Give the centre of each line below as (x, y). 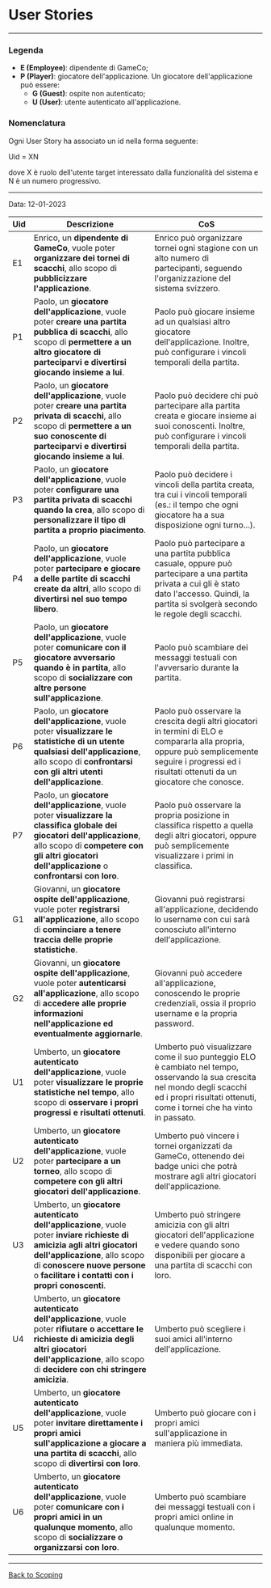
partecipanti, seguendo (198, 268)
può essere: (40, 85)
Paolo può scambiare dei (201, 647)
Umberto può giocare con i (205, 1412)
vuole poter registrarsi (77, 909)
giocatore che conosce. (199, 781)
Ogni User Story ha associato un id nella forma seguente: (103, 141)
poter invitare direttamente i (88, 1423)
